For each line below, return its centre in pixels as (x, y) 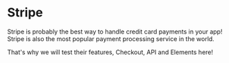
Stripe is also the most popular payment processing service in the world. (111, 38)
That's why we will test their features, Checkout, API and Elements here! (110, 52)
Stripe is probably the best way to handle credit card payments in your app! (115, 32)
